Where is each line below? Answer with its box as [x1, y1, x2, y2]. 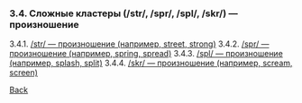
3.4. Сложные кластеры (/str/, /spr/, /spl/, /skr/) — [9, 7, 239, 20]
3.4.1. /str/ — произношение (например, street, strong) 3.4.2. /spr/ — [9, 39, 270, 49]
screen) [9, 67, 39, 78]
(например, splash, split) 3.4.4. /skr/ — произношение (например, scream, [9, 57, 293, 69]
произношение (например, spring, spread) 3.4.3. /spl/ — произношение [9, 48, 284, 59]
